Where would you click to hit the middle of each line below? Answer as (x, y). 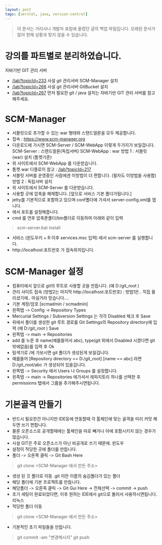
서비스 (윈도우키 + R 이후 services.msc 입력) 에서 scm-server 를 (74, 238)
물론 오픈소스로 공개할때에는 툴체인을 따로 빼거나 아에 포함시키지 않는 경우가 (84, 431)
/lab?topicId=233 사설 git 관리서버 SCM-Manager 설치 (65, 81)
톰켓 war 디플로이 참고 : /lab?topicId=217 (51, 169)
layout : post (18, 9)
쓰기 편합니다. (34, 425)
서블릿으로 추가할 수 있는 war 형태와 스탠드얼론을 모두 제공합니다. (74, 133)
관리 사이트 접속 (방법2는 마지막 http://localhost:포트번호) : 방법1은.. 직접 (81, 292)
